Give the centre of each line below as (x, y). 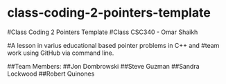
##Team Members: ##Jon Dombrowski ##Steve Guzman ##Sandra (103, 66)
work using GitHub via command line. (61, 53)
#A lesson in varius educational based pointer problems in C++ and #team (113, 45)
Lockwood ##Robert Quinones (51, 74)
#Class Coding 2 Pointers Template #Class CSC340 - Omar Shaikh (103, 32)
